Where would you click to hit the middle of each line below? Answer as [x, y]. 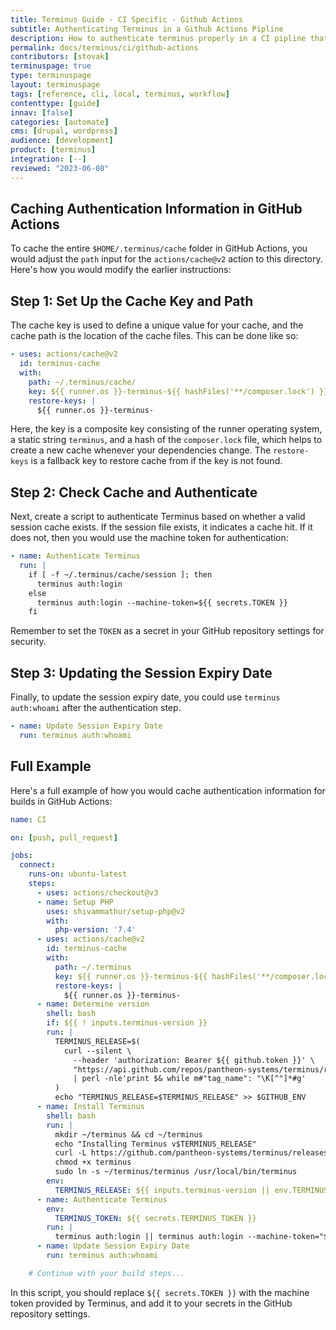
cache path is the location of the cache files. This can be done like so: [154, 336]
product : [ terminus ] [53, 150]
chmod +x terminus [93, 1162]
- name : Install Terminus [90, 1107]
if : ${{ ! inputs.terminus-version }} [127, 1023]
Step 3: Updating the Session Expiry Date [141, 672]
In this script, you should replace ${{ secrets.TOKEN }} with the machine [160, 1292]
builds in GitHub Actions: [61, 801]
